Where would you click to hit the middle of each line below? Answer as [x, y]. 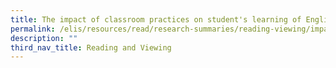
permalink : [33, 29]
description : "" [44, 38]
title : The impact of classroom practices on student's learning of [156, 19]
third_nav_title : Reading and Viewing [91, 47]
